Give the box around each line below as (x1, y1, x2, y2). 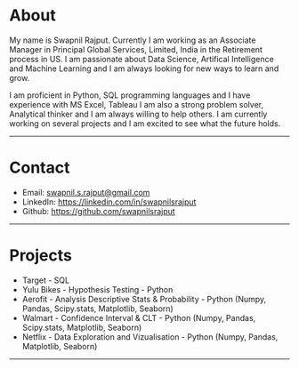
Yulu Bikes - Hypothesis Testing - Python (21, 284, 174, 294)
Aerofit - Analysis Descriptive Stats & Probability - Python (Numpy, (21, 293, 267, 304)
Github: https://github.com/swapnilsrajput (21, 205, 175, 216)
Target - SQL (21, 275, 69, 285)
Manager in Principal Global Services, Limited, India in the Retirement (9, 44, 263, 54)
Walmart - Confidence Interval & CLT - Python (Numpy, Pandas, (21, 312, 256, 323)
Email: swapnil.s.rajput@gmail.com (21, 187, 150, 197)
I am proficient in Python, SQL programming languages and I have (9, 90, 251, 100)
